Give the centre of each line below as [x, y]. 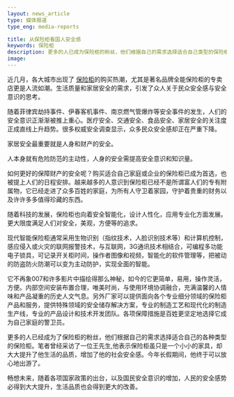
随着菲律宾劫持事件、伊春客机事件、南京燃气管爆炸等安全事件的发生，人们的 [117, 111]
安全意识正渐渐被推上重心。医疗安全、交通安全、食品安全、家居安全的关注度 [117, 120]
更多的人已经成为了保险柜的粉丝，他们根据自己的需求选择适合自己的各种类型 [117, 337]
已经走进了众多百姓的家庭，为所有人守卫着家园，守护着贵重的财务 [126, 190]
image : [17, 59]
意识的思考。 [25, 96]
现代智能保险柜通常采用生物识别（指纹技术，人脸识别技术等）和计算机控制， [117, 238]
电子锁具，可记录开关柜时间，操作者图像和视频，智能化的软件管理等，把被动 [117, 255]
